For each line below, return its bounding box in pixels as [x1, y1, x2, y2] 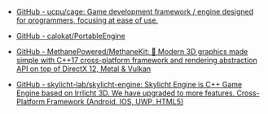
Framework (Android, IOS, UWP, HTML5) [46, 97, 184, 106]
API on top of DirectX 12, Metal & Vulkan [15, 64, 152, 74]
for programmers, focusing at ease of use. [15, 15, 159, 25]
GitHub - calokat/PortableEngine [15, 32, 126, 40]
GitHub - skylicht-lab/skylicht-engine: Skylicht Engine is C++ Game [15, 80, 243, 89]
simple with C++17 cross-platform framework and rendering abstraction [15, 56, 258, 65]
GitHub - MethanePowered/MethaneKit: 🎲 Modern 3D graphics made [15, 47, 248, 56]
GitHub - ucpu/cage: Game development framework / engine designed [15, 7, 254, 16]
